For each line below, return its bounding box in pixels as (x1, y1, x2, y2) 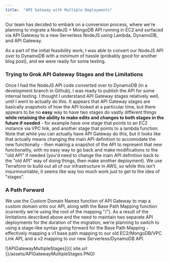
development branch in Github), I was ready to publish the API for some (5, 87, 155, 94)
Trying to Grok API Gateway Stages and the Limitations (5, 70, 144, 78)
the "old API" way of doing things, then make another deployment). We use (5, 158, 162, 164)
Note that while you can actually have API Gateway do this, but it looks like (5, 130, 161, 137)
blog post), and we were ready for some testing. (5, 58, 106, 64)
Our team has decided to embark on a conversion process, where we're (5, 21, 156, 27)
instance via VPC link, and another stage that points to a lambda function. (5, 125, 159, 131)
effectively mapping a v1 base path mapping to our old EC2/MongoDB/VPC (5, 230, 162, 236)
